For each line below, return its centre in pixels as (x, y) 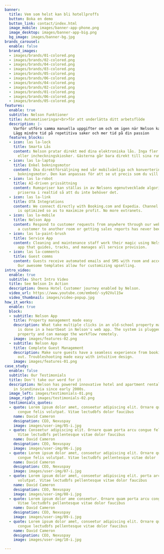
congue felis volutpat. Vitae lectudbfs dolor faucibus (76, 412)
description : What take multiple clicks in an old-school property (83, 325)
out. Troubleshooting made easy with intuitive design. (76, 357)
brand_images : (23, 51)
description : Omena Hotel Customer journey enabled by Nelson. (75, 289)
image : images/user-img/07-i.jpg (47, 471)
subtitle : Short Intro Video (39, 279)
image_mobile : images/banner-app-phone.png (54, 28)
